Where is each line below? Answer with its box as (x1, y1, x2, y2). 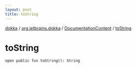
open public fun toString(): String (5, 58, 80, 64)
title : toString (5, 12, 38, 17)
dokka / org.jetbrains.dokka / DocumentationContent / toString (5, 25, 132, 31)
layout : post (5, 7, 32, 12)
